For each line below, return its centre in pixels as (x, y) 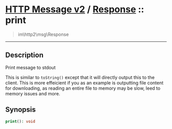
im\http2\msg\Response (43, 34)
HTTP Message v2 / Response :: (75, 9)
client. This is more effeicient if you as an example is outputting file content (84, 83)
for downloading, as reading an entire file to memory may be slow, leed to (83, 88)
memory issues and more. (33, 93)
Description (24, 55)
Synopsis (20, 110)
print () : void (20, 121)
